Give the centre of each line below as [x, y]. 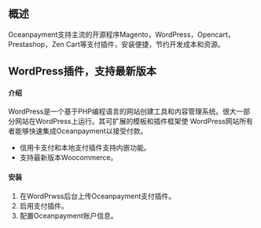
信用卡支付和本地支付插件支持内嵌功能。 [85, 148]
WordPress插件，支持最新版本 [83, 72]
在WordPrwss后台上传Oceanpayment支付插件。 [97, 196]
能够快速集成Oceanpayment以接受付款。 [81, 131]
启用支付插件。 [44, 205]
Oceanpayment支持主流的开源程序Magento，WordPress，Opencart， [121, 34]
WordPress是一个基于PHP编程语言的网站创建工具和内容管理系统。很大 [123, 111]
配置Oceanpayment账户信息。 [68, 215]
